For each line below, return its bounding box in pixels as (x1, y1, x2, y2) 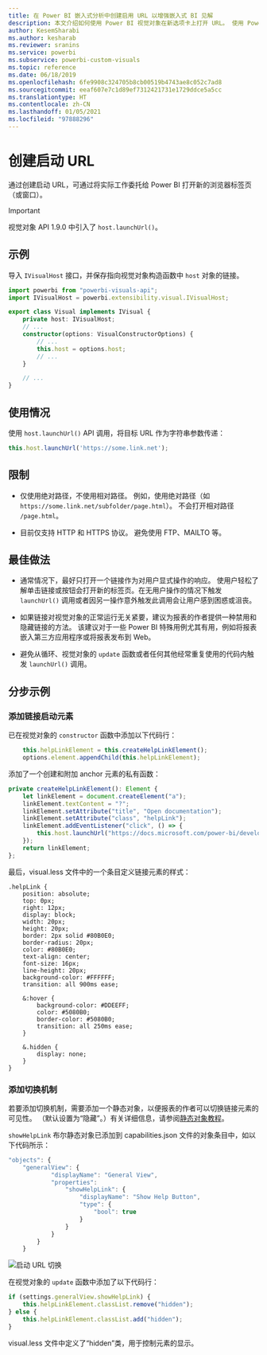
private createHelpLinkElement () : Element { (8, 785, 158, 793)
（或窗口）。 (8, 189, 47, 199)
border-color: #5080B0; (37, 1015, 115, 1023)
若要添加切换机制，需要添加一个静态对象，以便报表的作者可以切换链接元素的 (8, 1103, 259, 1113)
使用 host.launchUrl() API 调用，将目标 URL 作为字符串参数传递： (8, 428, 225, 438)
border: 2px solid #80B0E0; (22, 931, 115, 939)
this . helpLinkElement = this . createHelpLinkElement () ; (22, 746, 208, 755)
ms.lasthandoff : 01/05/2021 (8, 108, 102, 116)
